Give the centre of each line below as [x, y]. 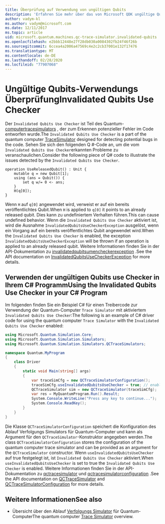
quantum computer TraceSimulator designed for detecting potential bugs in [82, 140]
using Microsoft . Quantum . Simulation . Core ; [49, 335]
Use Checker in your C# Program [56, 293]
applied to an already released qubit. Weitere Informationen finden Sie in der [82, 246]
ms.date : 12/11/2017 [26, 28]
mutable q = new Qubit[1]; [41, 174]
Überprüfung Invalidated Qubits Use [79, 100]
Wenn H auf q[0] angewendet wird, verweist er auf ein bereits [67, 205]
